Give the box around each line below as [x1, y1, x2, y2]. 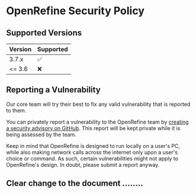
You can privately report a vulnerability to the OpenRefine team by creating [6, 118, 189, 125]
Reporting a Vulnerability [6, 85, 101, 95]
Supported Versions [6, 28, 82, 38]
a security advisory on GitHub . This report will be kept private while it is [6, 124, 181, 131]
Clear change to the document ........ [6, 179, 143, 189]
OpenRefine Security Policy [6, 4, 145, 18]
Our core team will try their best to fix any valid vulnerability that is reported [6, 101, 191, 108]
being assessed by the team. [6, 131, 77, 138]
